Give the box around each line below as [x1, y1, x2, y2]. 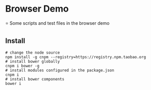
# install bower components [5, 76, 65, 81]
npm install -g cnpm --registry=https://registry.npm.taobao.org [5, 54, 146, 60]
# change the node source [5, 50, 60, 55]
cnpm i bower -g [5, 63, 40, 68]
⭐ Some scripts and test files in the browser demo [5, 20, 110, 26]
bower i [5, 81, 22, 86]
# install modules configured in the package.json [5, 68, 115, 73]
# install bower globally [5, 59, 60, 64]
